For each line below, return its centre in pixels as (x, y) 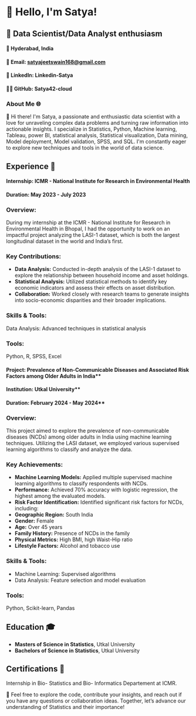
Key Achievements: (35, 464)
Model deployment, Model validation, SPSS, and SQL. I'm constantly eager (96, 142)
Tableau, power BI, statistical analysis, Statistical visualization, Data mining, (97, 135)
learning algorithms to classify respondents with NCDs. (81, 484)
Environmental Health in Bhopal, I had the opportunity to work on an (88, 229)
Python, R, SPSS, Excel (34, 357)
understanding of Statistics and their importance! (65, 707)
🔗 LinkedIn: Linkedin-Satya (40, 75)
